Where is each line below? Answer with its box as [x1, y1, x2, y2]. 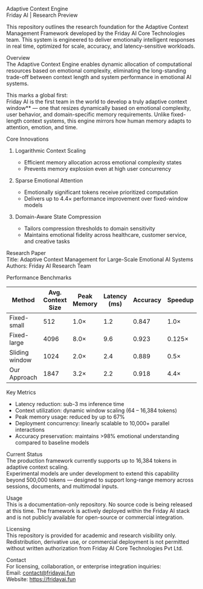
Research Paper [6, 249, 47, 256]
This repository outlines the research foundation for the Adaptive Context [6, 24, 188, 30]
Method [11, 296, 35, 304]
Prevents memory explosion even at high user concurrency [24, 166, 172, 172]
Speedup [167, 296, 194, 304]
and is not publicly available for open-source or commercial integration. [6, 513, 184, 521]
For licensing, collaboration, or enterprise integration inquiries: [6, 563, 161, 570]
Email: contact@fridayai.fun [6, 569, 76, 576]
